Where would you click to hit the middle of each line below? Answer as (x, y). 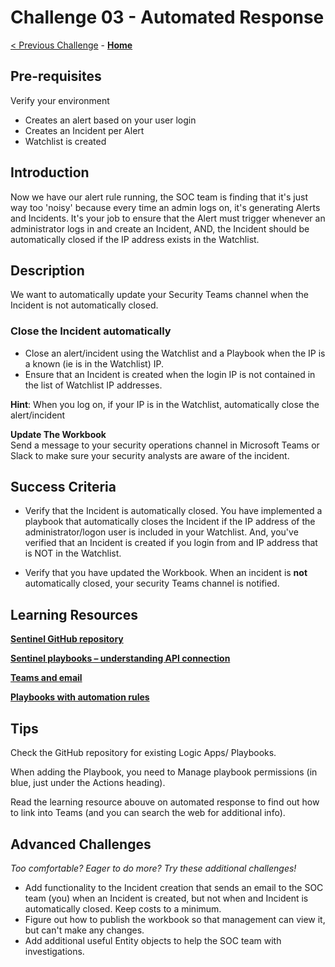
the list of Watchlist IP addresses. (93, 385)
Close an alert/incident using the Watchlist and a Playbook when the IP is (175, 353)
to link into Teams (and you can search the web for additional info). (148, 813)
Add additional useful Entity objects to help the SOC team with (153, 940)
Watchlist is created (65, 141)
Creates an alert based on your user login (110, 120)
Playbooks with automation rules (80, 697)
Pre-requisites (56, 76)
